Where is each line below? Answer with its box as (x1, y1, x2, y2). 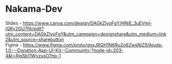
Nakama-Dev (5, 3, 63, 15)
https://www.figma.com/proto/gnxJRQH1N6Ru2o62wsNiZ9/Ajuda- (23, 41, 163, 48)
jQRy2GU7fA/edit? (5, 25, 44, 31)
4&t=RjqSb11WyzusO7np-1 (5, 52, 61, 59)
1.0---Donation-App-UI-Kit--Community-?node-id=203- (5, 47, 124, 53)
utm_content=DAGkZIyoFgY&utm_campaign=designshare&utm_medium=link (5, 31, 167, 37)
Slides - (5, 20, 22, 26)
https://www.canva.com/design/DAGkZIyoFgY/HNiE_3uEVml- (23, 20, 152, 26)
